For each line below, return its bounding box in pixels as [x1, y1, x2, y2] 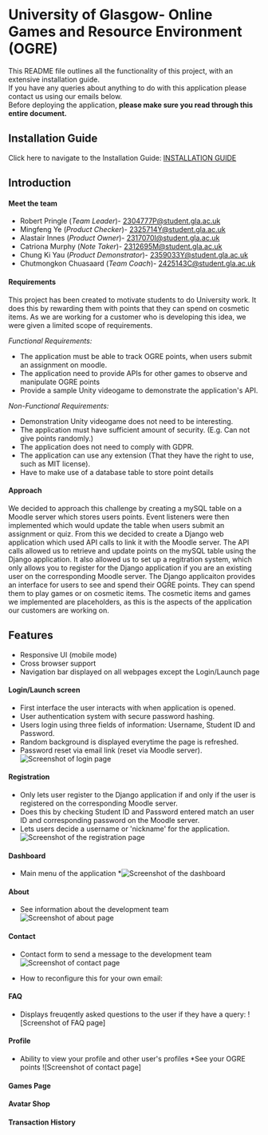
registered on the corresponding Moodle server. [19, 798, 178, 808]
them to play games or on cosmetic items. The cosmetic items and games [8, 588, 251, 597]
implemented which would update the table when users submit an [8, 520, 225, 530]
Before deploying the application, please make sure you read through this [8, 100, 254, 110]
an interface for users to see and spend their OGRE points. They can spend [8, 580, 255, 589]
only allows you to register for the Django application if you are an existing [8, 562, 252, 573]
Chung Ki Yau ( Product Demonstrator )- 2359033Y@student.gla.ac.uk [19, 250, 249, 260]
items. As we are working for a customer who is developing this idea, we [8, 312, 246, 322]
